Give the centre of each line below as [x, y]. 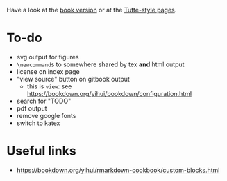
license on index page [48, 71]
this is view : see [49, 86]
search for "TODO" [44, 101]
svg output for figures [48, 57]
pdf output [32, 108]
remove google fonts [46, 115]
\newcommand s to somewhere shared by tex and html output [100, 64]
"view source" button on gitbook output [73, 79]
